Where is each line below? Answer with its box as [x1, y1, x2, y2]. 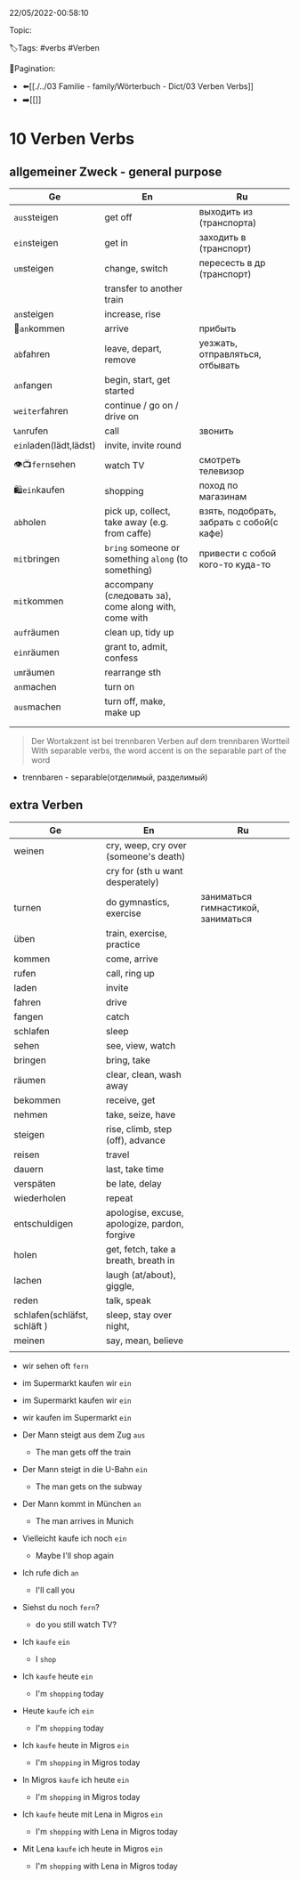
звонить [198, 425, 234, 437]
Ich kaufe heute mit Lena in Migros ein [21, 1809, 163, 1819]
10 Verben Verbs [9, 129, 135, 150]
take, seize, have [105, 1108, 176, 1121]
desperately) [105, 876, 159, 888]
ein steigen [13, 237, 59, 248]
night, [105, 1319, 130, 1332]
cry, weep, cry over [105, 839, 187, 851]
